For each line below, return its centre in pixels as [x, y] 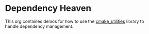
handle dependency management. [39, 26]
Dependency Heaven [48, 8]
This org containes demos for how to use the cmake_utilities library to [74, 21]
